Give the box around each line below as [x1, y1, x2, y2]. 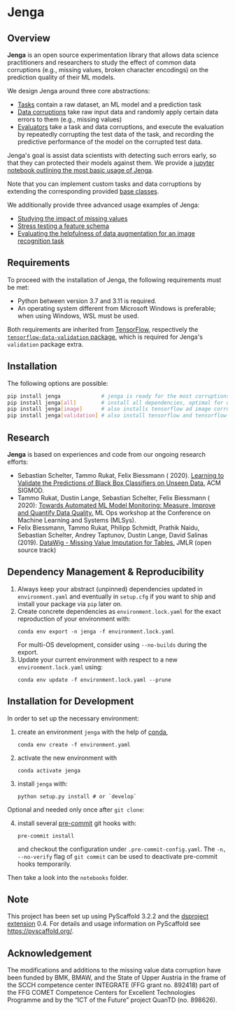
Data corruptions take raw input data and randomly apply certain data [17, 108, 219, 116]
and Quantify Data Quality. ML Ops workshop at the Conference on [17, 508, 211, 516]
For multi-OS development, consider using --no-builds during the [17, 640, 208, 649]
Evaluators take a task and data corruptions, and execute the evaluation [17, 123, 225, 130]
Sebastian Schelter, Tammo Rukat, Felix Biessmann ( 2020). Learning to [17, 471, 225, 479]
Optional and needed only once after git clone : [7, 805, 145, 814]
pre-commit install [17, 832, 75, 839]
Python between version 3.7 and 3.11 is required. [17, 296, 157, 305]
